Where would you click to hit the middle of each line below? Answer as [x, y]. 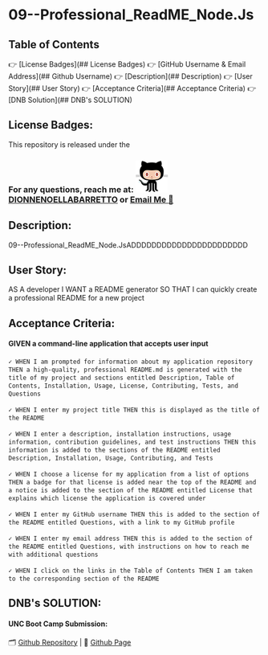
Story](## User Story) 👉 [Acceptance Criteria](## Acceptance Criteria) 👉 [132, 88]
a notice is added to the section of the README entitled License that [130, 490]
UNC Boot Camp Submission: [58, 624]
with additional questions [53, 555]
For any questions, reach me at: [71, 189]
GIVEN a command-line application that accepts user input [108, 344]
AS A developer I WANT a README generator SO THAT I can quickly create [133, 289]
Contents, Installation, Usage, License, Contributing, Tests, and [124, 386]
